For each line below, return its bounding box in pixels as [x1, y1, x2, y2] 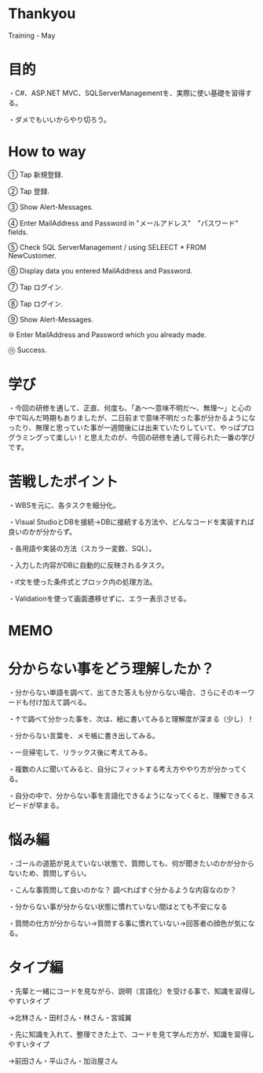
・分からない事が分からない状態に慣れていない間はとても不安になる [8, 902, 228, 911]
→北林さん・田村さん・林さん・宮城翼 [8, 1012, 132, 1022]
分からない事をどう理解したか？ [8, 660, 215, 678]
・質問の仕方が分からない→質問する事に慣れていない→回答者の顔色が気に [8, 918, 249, 928]
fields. [8, 227, 29, 237]
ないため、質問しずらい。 [8, 868, 91, 877]
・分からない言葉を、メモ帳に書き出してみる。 [8, 730, 159, 740]
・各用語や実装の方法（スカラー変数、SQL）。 [8, 543, 156, 553]
